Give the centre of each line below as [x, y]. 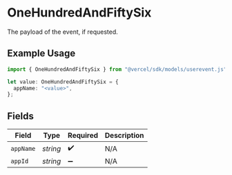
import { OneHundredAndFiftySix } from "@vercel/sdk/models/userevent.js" [117, 69]
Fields [21, 116]
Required [83, 136]
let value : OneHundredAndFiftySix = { [63, 82]
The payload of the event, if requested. [63, 32]
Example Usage [41, 53]
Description [124, 136]
